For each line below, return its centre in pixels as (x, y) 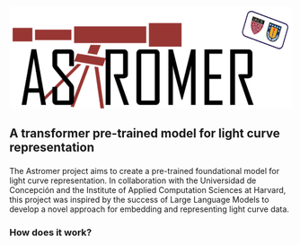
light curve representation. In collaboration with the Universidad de (133, 180)
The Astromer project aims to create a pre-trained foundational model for (145, 171)
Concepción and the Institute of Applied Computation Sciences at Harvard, (148, 190)
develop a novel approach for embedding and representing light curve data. (150, 209)
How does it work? (51, 232)
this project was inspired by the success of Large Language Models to (139, 200)
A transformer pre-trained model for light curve (145, 133)
